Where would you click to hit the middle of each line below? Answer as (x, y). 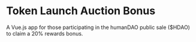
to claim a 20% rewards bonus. (45, 33)
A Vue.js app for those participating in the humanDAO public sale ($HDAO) (98, 27)
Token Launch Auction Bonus (81, 11)
